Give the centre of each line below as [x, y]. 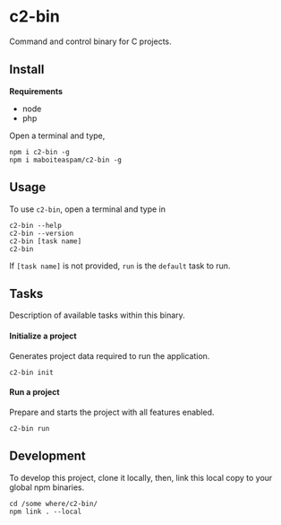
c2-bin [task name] [46, 241]
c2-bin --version [42, 233]
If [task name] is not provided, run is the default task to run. [120, 266]
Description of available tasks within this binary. [97, 315]
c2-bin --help [36, 225]
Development [48, 456]
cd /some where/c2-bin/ [54, 503]
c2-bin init [31, 372]
